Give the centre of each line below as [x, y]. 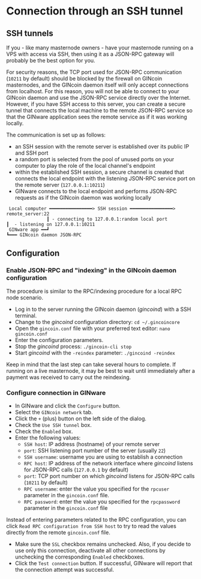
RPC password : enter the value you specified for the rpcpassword [102, 501]
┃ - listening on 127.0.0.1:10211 [51, 224]
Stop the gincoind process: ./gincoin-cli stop [73, 346]
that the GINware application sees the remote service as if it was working [97, 117]
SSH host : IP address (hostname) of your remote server [92, 444]
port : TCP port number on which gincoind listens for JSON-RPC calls [109, 476]
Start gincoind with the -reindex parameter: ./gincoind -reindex [95, 352]
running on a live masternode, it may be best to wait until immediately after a [100, 370]
